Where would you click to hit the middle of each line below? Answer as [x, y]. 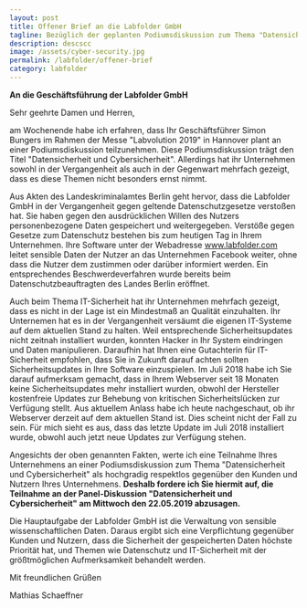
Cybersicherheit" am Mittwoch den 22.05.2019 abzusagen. [125, 503]
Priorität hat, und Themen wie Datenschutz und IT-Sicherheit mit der [138, 550]
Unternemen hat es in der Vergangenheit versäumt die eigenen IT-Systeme [151, 320]
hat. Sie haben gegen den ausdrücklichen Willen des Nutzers [124, 215]
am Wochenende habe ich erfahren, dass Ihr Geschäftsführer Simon [138, 130]
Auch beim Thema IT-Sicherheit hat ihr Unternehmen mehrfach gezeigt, [145, 301]
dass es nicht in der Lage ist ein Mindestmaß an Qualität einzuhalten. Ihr [145, 310]
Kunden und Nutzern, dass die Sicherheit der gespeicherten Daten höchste [151, 540]
